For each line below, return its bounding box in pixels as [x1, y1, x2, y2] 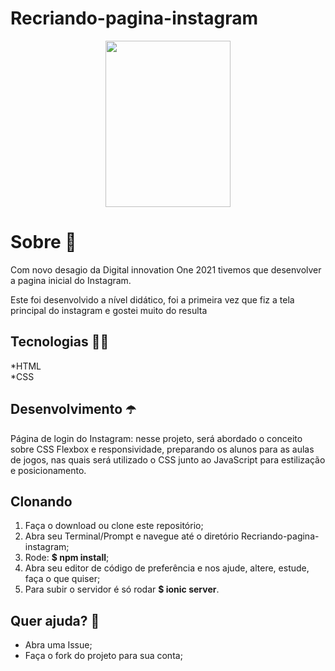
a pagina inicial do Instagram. [10, 274, 132, 286]
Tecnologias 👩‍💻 [10, 333, 110, 351]
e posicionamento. [10, 464, 87, 476]
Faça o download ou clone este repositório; [24, 520, 204, 532]
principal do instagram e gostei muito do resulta [10, 304, 208, 316]
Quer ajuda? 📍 [10, 612, 100, 629]
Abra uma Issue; [24, 639, 93, 651]
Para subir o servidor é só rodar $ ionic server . [24, 583, 220, 596]
